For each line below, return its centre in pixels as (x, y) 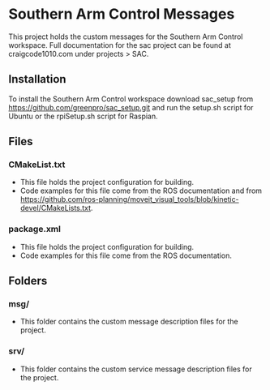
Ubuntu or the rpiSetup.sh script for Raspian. (83, 116)
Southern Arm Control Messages (122, 14)
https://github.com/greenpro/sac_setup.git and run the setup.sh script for (131, 107)
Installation (37, 79)
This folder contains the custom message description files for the (129, 322)
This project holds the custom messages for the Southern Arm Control (126, 36)
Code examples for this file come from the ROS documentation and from (141, 191)
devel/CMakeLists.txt (56, 208)
